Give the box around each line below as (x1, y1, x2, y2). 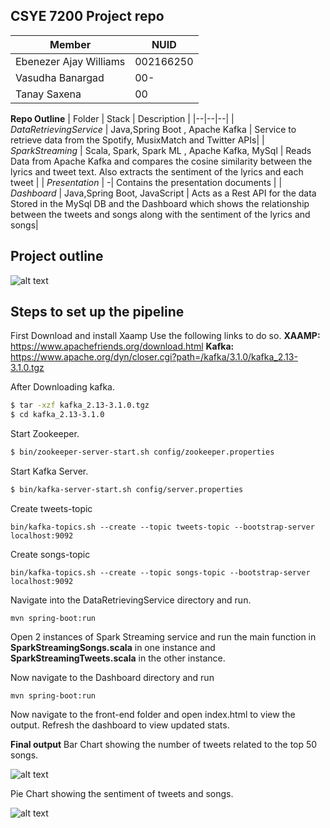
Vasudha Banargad (15, 70, 105, 84)
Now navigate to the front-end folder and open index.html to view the (10, 708, 296, 720)
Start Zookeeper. (10, 428, 80, 440)
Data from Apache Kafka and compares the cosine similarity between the (10, 155, 313, 167)
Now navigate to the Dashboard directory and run (10, 671, 215, 683)
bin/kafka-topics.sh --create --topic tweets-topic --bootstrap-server (10, 522, 315, 532)
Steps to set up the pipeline (10, 304, 185, 321)
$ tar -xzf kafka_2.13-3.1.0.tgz (10, 400, 150, 411)
